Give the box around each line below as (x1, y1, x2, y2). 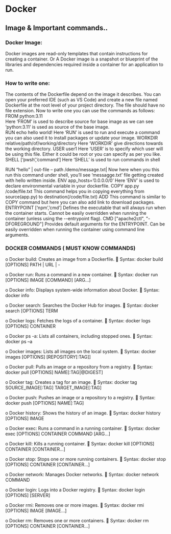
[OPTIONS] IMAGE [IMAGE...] (5, 508, 67, 514)
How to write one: (5, 79, 50, 87)
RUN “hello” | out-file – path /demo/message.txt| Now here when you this (5, 167, 160, 173)
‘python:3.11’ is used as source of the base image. (5, 124, 110, 130)
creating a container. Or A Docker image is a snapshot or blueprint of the (5, 56, 158, 62)
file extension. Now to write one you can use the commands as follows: (5, 108, 155, 114)
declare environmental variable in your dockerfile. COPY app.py (5, 183, 139, 189)
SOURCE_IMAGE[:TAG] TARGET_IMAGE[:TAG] (5, 385, 102, 391)
